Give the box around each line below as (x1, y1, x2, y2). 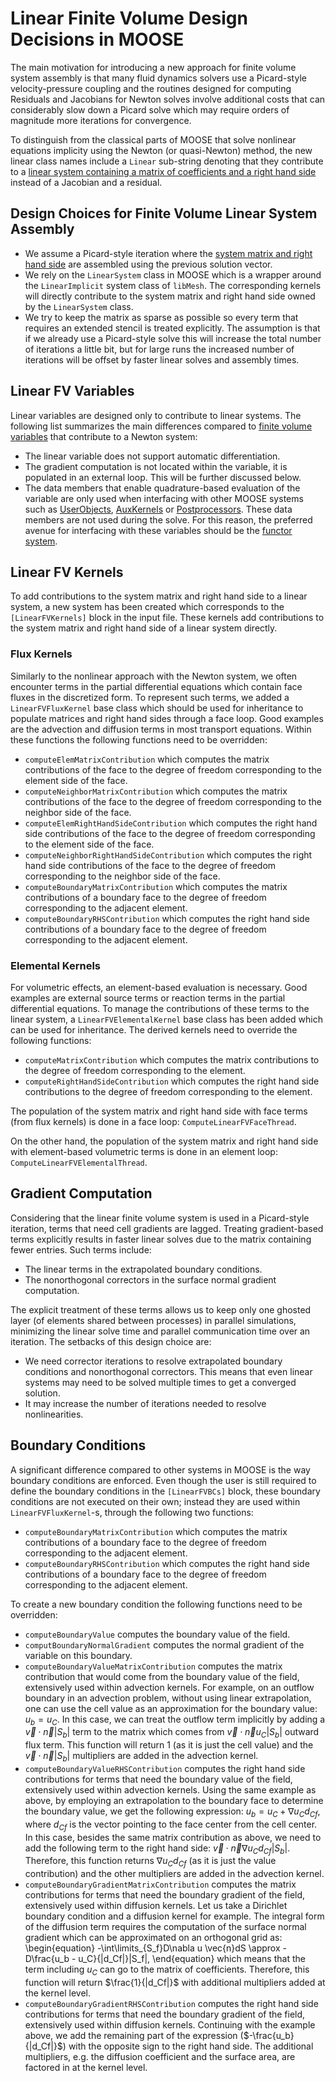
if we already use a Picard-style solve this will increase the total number (24, 332, 322, 344)
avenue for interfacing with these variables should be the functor (24, 524, 293, 536)
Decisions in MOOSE (10, 28, 185, 51)
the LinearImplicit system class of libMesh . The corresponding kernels (24, 279, 322, 291)
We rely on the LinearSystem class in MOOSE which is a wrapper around (24, 268, 322, 281)
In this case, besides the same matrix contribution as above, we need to (24, 1831, 322, 1843)
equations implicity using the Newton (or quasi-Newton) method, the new (10, 144, 313, 156)
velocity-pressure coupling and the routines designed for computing (10, 82, 292, 94)
